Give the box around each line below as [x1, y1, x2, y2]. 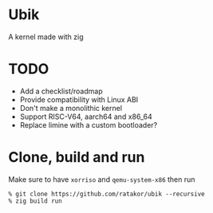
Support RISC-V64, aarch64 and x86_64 [19, 112, 153, 121]
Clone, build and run [8, 148, 145, 167]
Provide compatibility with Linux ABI [19, 94, 139, 105]
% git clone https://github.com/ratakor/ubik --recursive [8, 190, 205, 198]
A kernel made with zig [8, 32, 84, 41]
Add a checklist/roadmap [19, 86, 103, 96]
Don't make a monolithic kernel [19, 103, 122, 112]
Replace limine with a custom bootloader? [19, 120, 158, 129]
